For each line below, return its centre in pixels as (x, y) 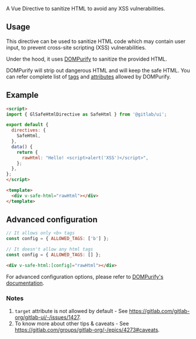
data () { (22, 147)
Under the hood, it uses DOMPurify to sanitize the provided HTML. (87, 59)
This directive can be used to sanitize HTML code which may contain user (96, 41)
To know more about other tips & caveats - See (72, 324)
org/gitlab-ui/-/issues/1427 (47, 317)
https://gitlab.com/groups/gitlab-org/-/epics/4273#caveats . (87, 330)
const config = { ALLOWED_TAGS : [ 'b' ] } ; (58, 239)
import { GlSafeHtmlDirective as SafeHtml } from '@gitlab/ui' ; (87, 114)
